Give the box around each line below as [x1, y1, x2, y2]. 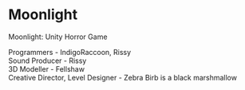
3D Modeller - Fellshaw [8, 64, 85, 73]
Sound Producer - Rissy [8, 56, 87, 65]
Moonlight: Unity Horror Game [8, 32, 108, 41]
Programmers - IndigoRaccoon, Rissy [8, 47, 132, 57]
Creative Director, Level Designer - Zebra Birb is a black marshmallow [8, 72, 238, 82]
